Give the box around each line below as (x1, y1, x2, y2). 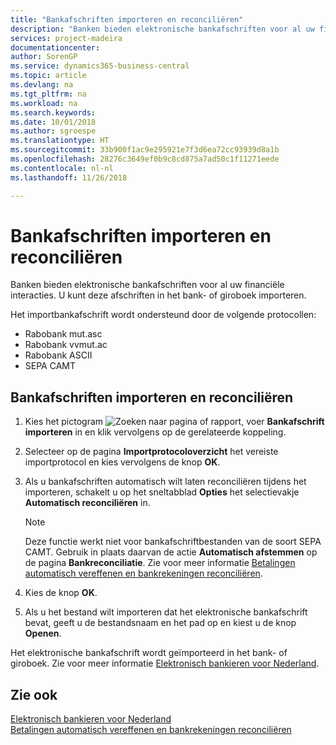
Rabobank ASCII (24, 349, 93, 361)
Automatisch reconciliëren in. (24, 497, 151, 509)
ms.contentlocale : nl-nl (10, 163, 114, 173)
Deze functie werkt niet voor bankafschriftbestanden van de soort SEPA (24, 536, 322, 548)
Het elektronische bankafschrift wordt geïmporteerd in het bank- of (10, 647, 288, 659)
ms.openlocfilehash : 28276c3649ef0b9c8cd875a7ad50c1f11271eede (10, 154, 280, 164)
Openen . (24, 627, 62, 640)
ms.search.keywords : (10, 107, 97, 118)
